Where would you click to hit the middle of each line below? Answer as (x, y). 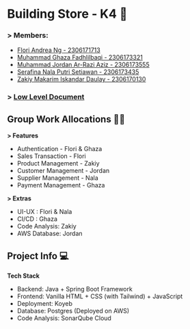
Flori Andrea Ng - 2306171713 (58, 50)
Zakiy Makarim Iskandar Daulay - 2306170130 (81, 79)
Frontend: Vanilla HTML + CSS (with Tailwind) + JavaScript (100, 296)
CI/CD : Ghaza (37, 219)
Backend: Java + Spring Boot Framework (75, 289)
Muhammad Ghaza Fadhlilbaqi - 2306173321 (80, 57)
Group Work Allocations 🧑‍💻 (66, 119)
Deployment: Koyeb (45, 304)
